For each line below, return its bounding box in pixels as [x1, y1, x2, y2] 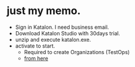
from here [24, 55, 49, 62]
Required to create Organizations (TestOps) [24, 48, 130, 55]
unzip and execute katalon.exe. [15, 36, 91, 43]
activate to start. [15, 42, 55, 49]
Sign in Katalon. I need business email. [15, 24, 110, 31]
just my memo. [6, 4, 81, 18]
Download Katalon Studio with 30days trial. [15, 29, 120, 36]
